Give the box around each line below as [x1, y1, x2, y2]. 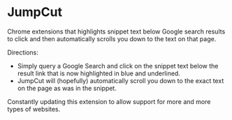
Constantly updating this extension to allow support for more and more [7, 97, 211, 105]
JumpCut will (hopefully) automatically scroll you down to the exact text [17, 76, 224, 84]
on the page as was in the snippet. [17, 84, 117, 92]
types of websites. [7, 105, 61, 113]
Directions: [7, 48, 38, 57]
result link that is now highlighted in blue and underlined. [17, 69, 180, 77]
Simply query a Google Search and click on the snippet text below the [17, 61, 219, 70]
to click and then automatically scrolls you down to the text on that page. [7, 34, 217, 43]
